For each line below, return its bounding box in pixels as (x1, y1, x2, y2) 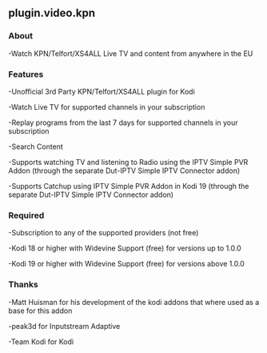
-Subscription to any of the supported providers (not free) (8, 228, 199, 238)
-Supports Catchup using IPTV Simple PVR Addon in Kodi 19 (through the (8, 181, 249, 191)
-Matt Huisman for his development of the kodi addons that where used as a (8, 297, 260, 307)
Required (8, 210, 45, 221)
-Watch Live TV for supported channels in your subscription (8, 102, 205, 111)
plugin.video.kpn (8, 6, 96, 20)
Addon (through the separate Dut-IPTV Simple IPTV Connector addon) (8, 166, 241, 175)
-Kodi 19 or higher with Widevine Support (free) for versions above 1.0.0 (8, 259, 245, 269)
